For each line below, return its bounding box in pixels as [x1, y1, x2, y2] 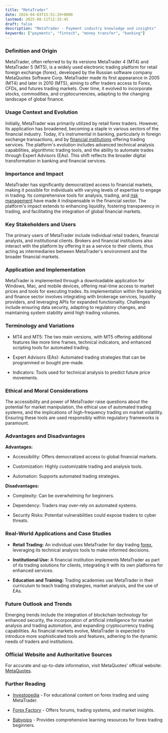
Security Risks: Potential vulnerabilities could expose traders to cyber [12, 512, 157, 518]
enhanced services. [12, 567, 54, 574]
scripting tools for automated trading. [12, 344, 90, 350]
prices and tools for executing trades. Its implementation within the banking [5, 288, 162, 294]
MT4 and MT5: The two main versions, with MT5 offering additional [12, 334, 152, 340]
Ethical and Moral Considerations [5, 387, 89, 394]
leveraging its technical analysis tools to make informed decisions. [12, 547, 150, 553]
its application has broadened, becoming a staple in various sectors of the [5, 125, 159, 131]
